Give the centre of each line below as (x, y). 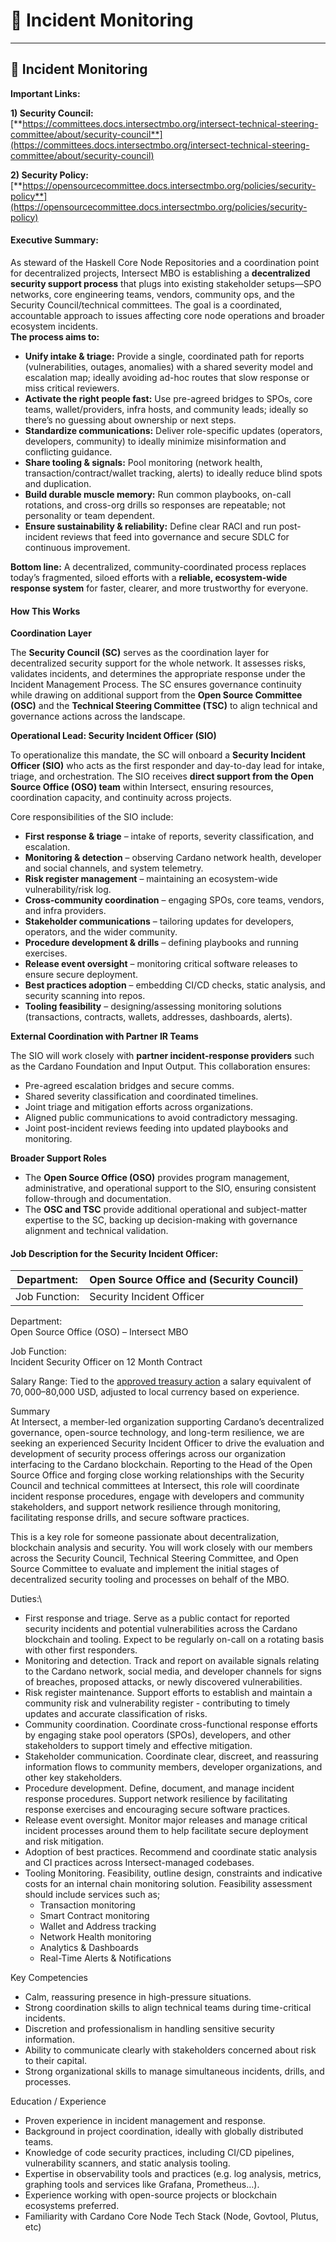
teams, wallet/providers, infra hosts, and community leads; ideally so (166, 409)
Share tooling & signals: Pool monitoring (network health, (143, 462)
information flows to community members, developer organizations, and (173, 1767)
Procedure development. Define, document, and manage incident (159, 1788)
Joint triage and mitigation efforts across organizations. (139, 1107)
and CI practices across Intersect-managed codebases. (139, 1863)
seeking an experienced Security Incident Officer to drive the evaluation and (167, 1443)
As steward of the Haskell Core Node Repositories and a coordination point (165, 262)
